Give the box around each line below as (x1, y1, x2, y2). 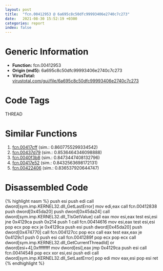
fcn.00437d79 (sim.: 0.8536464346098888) (12, 149, 102, 155)
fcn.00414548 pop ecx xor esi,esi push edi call (5, 250, 99, 256)
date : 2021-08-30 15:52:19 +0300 (5, 16, 78, 21)
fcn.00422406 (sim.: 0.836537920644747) (12, 165, 99, 171)
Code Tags (5, 95, 50, 106)
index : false (5, 25, 32, 30)
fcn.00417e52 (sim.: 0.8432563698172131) (12, 159, 98, 166)
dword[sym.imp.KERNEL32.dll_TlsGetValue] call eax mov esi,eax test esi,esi (5, 213, 158, 219)
